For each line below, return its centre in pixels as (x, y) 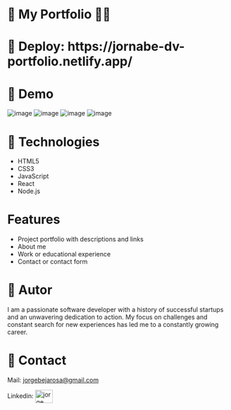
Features (34, 219)
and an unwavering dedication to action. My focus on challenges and (107, 317)
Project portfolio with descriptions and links (81, 240)
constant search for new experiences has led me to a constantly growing (113, 325)
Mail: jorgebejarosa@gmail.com (53, 380)
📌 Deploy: (36, 47)
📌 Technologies (54, 142)
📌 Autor (30, 290)
